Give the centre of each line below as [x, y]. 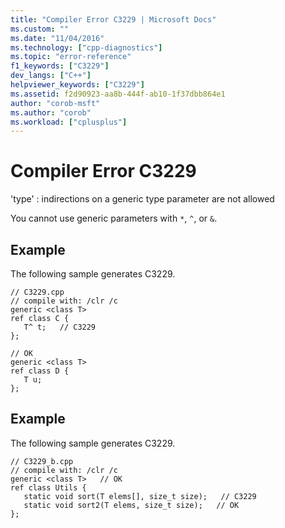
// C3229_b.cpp [42, 461]
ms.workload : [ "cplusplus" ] [69, 122]
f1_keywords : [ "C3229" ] [60, 66]
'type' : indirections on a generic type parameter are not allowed [142, 199]
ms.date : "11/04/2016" [57, 38]
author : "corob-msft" [55, 103]
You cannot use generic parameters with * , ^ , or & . [114, 218]
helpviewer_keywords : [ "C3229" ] [77, 85]
